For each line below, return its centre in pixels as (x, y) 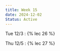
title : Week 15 (21, 10)
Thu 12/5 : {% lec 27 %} (30, 43)
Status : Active (21, 19)
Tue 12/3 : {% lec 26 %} (30, 34)
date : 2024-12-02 (24, 15)
